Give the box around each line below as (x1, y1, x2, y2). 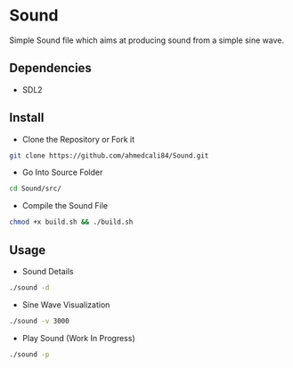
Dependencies (9, 61, 92, 76)
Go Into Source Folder (21, 167, 103, 178)
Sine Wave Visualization (21, 299, 110, 310)
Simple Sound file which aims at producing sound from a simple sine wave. (9, 35, 285, 45)
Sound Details (21, 266, 74, 276)
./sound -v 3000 (9, 316, 69, 325)
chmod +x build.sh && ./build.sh (9, 217, 134, 227)
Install (9, 110, 45, 126)
